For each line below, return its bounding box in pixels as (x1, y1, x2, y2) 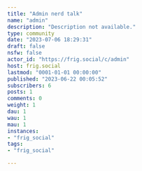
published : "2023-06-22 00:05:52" (7, 75, 108, 83)
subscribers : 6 (7, 82, 52, 89)
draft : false (7, 43, 45, 50)
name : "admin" (7, 17, 49, 24)
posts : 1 (7, 88, 33, 95)
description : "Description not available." (7, 23, 136, 30)
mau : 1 (7, 121, 27, 128)
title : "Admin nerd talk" (7, 10, 83, 18)
